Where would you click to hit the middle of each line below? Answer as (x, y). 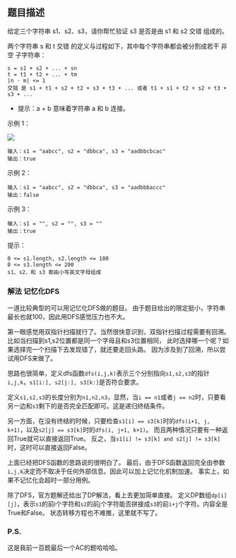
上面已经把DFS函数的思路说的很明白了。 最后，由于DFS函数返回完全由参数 (116, 463)
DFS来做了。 (38, 358)
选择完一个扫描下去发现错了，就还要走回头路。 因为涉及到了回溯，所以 (116, 350)
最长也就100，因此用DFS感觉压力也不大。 (68, 317)
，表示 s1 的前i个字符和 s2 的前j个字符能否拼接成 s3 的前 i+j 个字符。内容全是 (122, 504)
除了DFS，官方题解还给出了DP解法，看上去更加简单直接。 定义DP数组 (110, 495)
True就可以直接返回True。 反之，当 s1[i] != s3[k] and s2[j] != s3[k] (117, 439)
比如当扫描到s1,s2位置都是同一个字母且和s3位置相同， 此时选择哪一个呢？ (115, 340)
